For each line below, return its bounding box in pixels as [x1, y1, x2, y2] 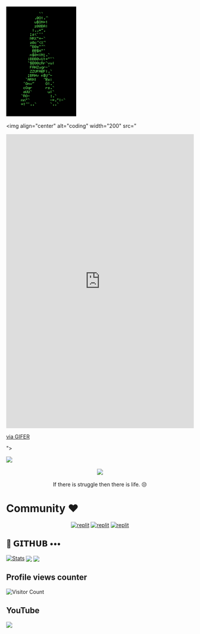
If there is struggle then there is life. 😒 [52, 481, 148, 488]
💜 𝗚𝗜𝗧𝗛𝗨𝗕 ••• [6, 538, 61, 549]
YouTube [6, 605, 40, 615]
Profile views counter [6, 573, 87, 583]
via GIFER [6, 433, 30, 441]
